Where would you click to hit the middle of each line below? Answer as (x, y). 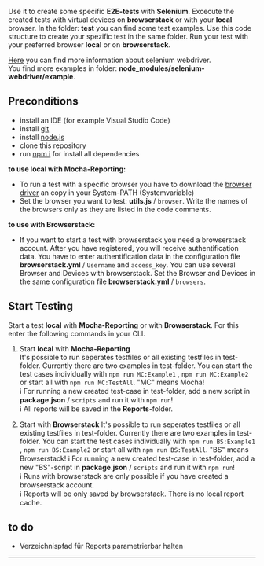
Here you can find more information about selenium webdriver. (110, 60)
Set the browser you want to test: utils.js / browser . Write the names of (134, 200)
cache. (31, 502)
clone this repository (53, 145)
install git (34, 128)
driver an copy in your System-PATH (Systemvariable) (107, 193)
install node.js (42, 137)
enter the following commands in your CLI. (77, 333)
